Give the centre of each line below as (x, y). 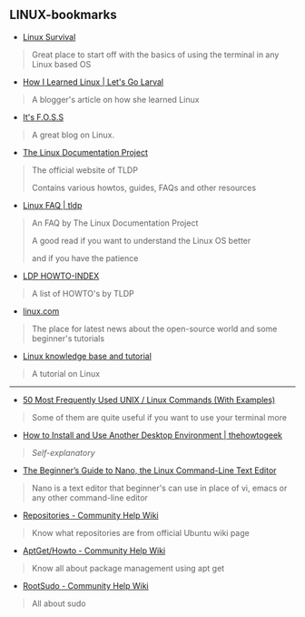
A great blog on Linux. (73, 135)
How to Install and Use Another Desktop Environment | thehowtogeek (152, 435)
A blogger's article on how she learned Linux (115, 99)
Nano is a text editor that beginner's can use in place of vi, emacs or (159, 488)
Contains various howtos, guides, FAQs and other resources (144, 187)
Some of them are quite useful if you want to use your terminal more (159, 417)
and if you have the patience (85, 258)
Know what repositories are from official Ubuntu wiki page (140, 532)
